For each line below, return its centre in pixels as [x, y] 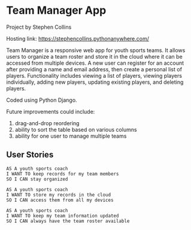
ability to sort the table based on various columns [76, 129]
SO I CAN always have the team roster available [68, 221]
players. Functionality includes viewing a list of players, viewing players [94, 75]
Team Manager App [56, 10]
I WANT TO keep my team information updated [63, 216]
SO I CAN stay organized [37, 179]
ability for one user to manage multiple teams [71, 136]
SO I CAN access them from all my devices [60, 200]
